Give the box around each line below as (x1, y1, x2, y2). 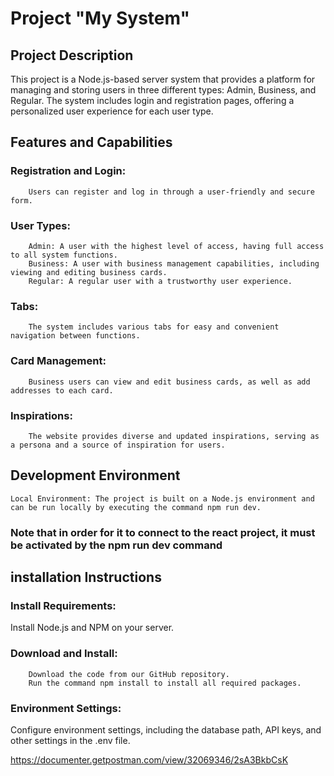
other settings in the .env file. (10, 734, 131, 746)
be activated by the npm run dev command (10, 538, 223, 552)
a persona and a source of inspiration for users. (10, 440, 226, 450)
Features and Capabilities (10, 134, 173, 151)
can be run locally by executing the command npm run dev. (10, 502, 262, 512)
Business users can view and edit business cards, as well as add (28, 377, 311, 387)
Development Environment (10, 467, 181, 484)
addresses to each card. (10, 385, 114, 396)
